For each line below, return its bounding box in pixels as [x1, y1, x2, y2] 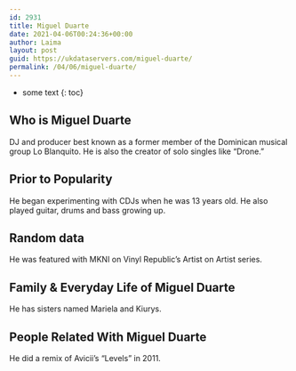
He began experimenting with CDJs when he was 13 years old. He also [9, 195, 268, 206]
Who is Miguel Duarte [9, 113, 132, 128]
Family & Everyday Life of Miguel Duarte [9, 279, 236, 294]
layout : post [9, 46, 58, 55]
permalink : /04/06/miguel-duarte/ [9, 63, 138, 72]
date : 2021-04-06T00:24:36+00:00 [9, 29, 133, 38]
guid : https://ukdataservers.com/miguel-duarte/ [9, 54, 193, 63]
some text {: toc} [21, 86, 84, 98]
